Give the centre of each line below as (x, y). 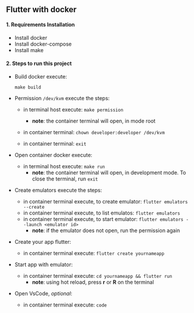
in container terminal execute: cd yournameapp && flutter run (98, 275)
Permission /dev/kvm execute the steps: (62, 98)
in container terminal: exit (55, 144)
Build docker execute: (41, 76)
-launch (32, 224)
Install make (29, 50)
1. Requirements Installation (40, 24)
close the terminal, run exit (65, 179)
